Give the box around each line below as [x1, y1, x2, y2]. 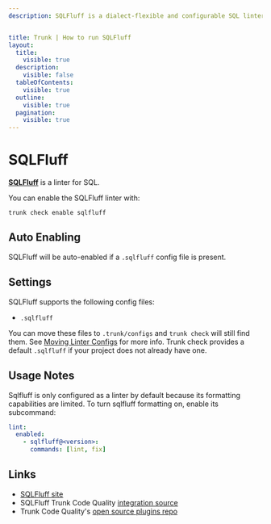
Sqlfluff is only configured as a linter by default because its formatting [8, 390, 240, 400]
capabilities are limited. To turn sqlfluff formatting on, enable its [8, 399, 219, 409]
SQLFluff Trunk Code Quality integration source [19, 497, 179, 507]
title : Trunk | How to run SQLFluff [8, 33, 131, 41]
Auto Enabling [8, 231, 81, 245]
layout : [8, 41, 35, 49]
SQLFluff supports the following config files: [8, 296, 155, 307]
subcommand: [8, 407, 56, 417]
